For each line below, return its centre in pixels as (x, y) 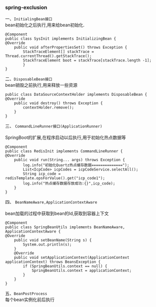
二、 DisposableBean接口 (29, 79)
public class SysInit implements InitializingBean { (61, 39)
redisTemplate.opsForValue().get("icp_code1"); (55, 178)
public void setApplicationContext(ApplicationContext (72, 258)
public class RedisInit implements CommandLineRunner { (64, 151)
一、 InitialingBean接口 (29, 19)
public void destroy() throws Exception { (58, 103)
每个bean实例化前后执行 (30, 300)
